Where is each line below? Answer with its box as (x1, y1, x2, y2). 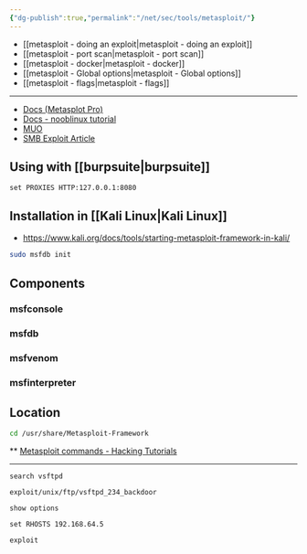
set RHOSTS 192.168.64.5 (9, 519, 104, 528)
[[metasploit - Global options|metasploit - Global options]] (22, 68, 242, 79)
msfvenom (9, 352, 59, 365)
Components (9, 275, 85, 291)
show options (9, 504, 59, 513)
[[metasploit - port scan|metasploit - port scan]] (22, 48, 205, 59)
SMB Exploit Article (22, 133, 96, 144)
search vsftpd (9, 472, 64, 481)
